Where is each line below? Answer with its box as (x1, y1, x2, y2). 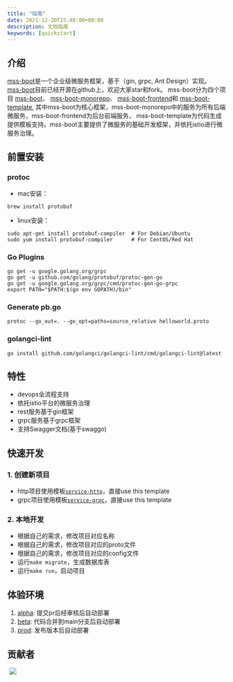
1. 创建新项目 (7, 470, 50, 480)
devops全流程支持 (17, 390, 69, 398)
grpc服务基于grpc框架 (17, 416, 81, 425)
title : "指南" (7, 10, 46, 17)
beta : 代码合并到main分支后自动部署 (17, 617, 121, 626)
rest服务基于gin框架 (17, 407, 74, 416)
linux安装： (17, 216, 50, 225)
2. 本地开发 (7, 515, 44, 525)
